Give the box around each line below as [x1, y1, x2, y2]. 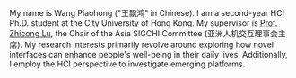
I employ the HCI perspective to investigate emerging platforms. [9, 58, 246, 69]
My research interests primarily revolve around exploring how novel [24, 39, 274, 50]
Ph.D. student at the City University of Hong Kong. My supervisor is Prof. [9, 18, 278, 28]
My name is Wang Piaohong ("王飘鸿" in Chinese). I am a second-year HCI [9, 8, 285, 18]
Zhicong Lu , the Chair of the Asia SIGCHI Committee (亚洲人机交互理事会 [9, 28, 278, 38]
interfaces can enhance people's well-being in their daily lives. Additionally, [9, 50, 289, 59]
